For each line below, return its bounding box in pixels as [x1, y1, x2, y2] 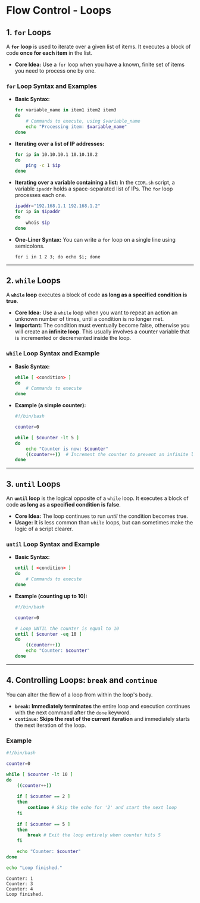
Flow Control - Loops [6, 4, 112, 17]
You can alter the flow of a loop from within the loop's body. [6, 691, 153, 698]
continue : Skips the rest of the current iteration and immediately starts [14, 715, 190, 722]
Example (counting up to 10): [14, 592, 88, 599]
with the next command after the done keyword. [14, 709, 131, 716]
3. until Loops [6, 479, 61, 489]
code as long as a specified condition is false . [6, 501, 121, 508]
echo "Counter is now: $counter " [26, 446, 109, 452]
